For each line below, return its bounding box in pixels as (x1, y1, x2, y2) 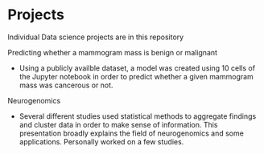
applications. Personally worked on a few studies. (19, 136, 184, 146)
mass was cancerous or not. (19, 80, 113, 90)
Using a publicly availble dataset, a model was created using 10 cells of (19, 63, 255, 73)
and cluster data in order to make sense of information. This (19, 120, 218, 129)
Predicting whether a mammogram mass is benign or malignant (7, 47, 218, 57)
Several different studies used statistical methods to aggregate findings (19, 111, 257, 121)
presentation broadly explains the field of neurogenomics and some (19, 128, 245, 138)
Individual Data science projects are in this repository (7, 32, 184, 42)
